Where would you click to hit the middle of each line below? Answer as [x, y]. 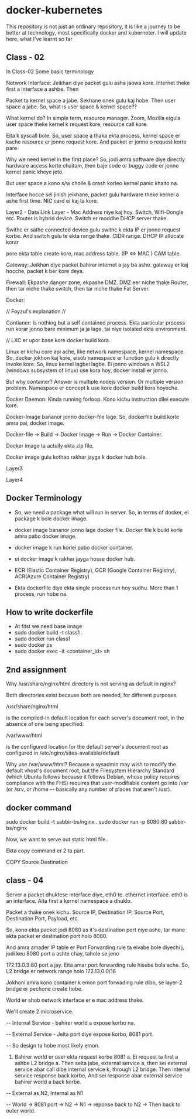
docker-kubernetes [54, 10]
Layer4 [15, 480]
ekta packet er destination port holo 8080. [57, 936]
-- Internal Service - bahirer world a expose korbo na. [71, 1022]
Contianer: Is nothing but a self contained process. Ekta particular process [96, 322]
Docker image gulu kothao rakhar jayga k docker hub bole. [77, 457]
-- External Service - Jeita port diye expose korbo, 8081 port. [80, 1034]
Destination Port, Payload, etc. [43, 918]
